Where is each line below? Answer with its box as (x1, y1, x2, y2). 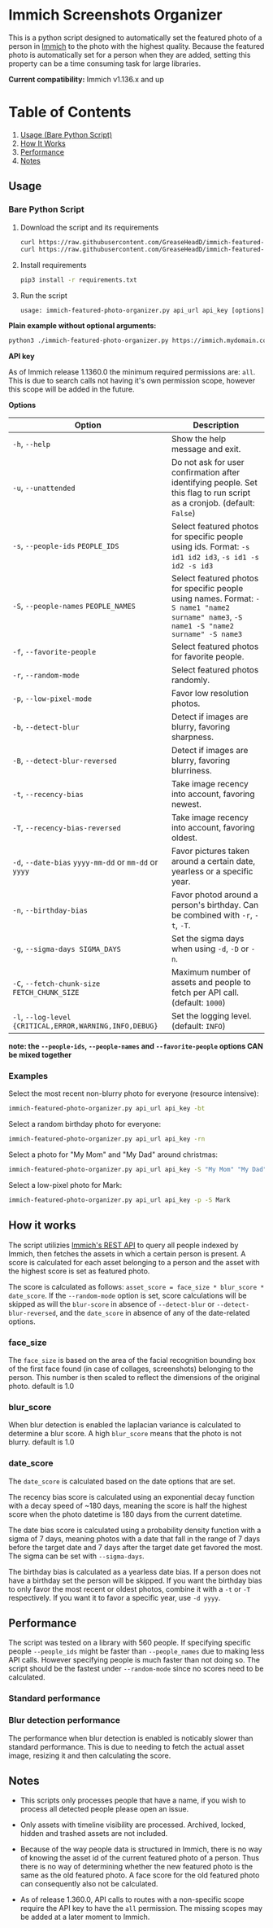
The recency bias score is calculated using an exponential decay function (8, 1492, 255, 1501)
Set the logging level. (171, 1010, 252, 1022)
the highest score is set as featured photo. (8, 1266, 150, 1276)
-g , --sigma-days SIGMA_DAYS (12, 943, 122, 954)
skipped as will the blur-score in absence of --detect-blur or (8, 1299, 215, 1308)
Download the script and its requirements (19, 222, 159, 232)
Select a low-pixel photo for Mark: (8, 1180, 123, 1190)
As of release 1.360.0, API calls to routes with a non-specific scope (19, 1895, 245, 1904)
